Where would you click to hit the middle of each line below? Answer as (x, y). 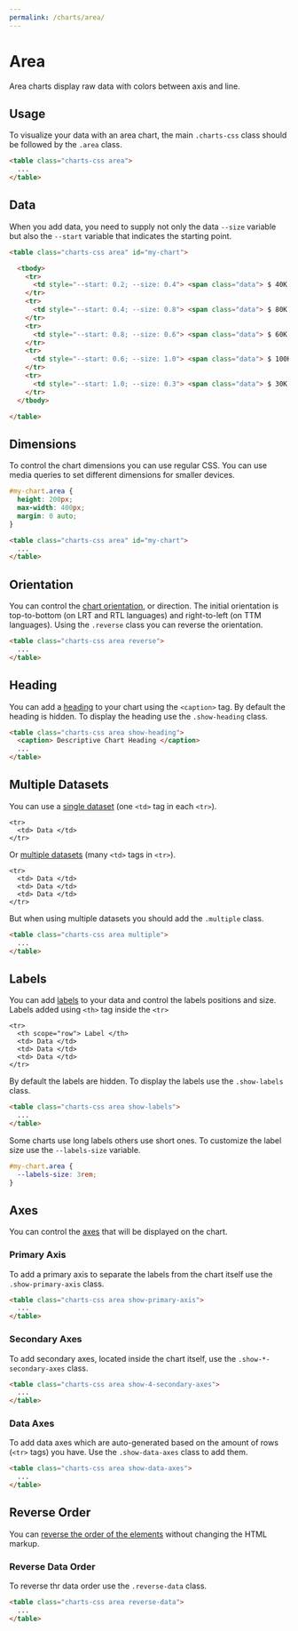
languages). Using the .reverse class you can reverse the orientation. (136, 625)
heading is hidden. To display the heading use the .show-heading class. (139, 716)
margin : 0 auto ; (47, 516)
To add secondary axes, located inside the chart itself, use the (123, 1358)
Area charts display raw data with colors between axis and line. (125, 86)
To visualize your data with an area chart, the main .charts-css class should (148, 135)
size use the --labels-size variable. (75, 1150)
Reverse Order (50, 1512)
